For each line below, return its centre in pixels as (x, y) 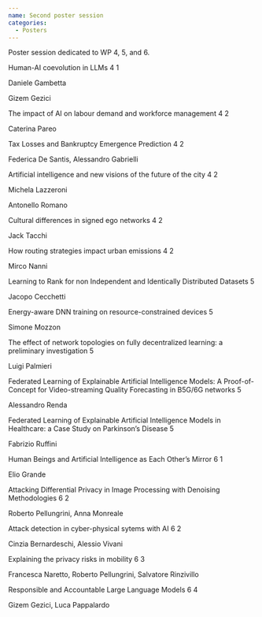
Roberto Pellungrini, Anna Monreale (66, 514)
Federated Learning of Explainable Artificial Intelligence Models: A (115, 381)
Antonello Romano (38, 205)
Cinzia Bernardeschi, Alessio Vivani (66, 544)
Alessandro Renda (38, 405)
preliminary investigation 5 (51, 351)
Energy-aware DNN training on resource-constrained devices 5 (111, 312)
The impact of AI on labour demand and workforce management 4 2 (119, 113)
